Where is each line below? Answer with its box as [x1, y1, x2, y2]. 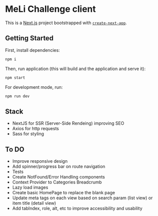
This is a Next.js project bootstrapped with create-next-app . [5, 20, 127, 26]
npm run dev [5, 94, 30, 99]
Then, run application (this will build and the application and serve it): [5, 66, 146, 72]
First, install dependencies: [5, 47, 60, 53]
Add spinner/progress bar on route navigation [12, 164, 105, 169]
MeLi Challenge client [5, 3, 96, 15]
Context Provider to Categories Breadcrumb [12, 179, 102, 185]
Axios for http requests [12, 126, 59, 132]
